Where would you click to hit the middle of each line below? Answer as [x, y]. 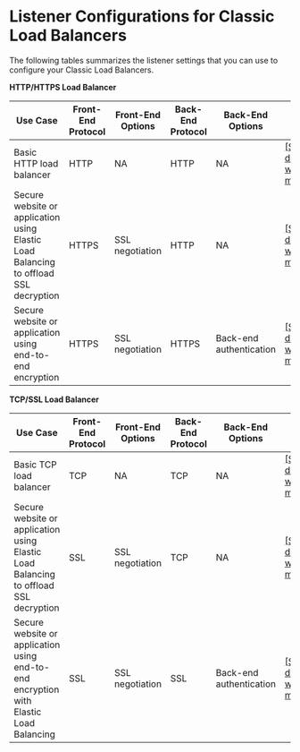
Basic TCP [35, 465]
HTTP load [36, 163]
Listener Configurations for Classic [142, 17]
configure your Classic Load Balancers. [82, 70]
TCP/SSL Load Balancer [54, 399]
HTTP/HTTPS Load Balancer [63, 87]
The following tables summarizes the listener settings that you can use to [144, 60]
